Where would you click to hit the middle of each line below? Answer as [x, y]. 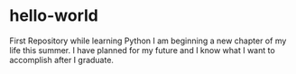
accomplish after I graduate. [62, 60]
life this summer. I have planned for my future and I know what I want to [142, 50]
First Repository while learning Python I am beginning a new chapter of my [148, 41]
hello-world [54, 16]
